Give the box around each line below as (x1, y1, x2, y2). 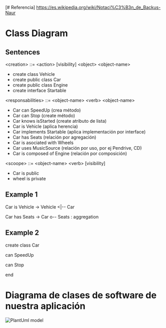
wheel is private (12, 176, 46, 181)
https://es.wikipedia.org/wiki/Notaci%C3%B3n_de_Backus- (36, 5, 161, 10)
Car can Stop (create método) (12, 113, 75, 119)
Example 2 (5, 229, 39, 237)
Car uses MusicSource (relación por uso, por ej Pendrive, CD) (12, 145, 142, 151)
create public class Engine (12, 82, 68, 88)
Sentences (5, 48, 41, 57)
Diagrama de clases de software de (5, 289, 157, 301)
